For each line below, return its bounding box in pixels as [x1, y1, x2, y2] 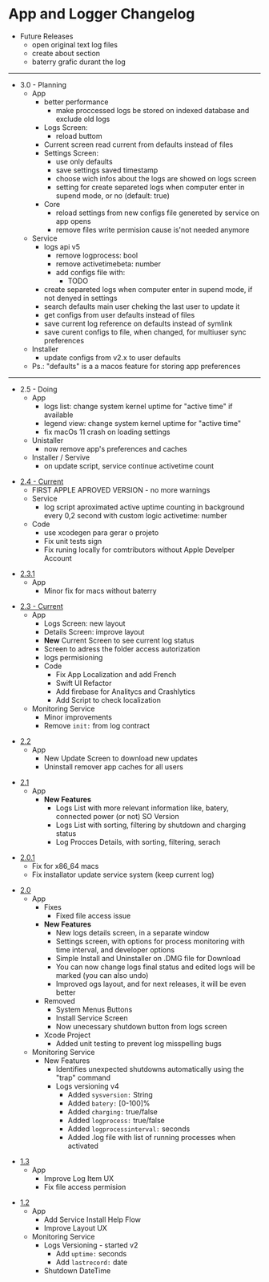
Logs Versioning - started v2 [43, 1240, 139, 1250]
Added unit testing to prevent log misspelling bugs [55, 1038, 222, 1048]
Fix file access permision [43, 1182, 126, 1191]
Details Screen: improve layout [43, 627, 145, 636]
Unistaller [31, 435, 64, 445]
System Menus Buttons [55, 1004, 133, 1014]
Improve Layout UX [43, 1223, 108, 1232]
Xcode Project [43, 1030, 91, 1040]
